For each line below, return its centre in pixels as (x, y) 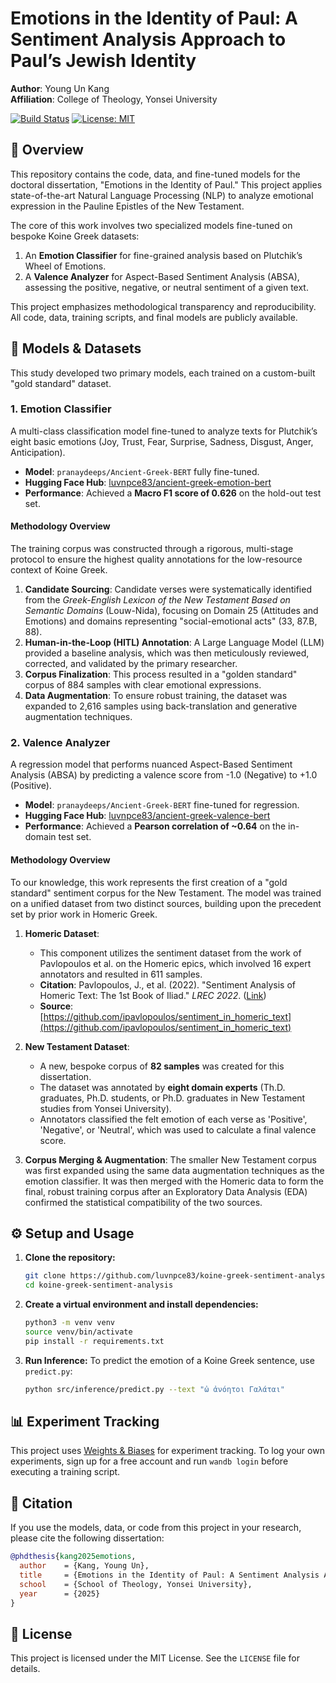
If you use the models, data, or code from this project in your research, (156, 1528)
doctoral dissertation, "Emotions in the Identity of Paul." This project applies (166, 184)
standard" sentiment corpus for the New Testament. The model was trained (166, 893)
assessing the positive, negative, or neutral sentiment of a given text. (166, 287)
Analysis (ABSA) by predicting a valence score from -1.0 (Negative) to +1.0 (164, 775)
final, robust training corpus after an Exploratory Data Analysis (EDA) (166, 1191)
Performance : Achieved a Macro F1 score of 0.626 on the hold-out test (173, 493)
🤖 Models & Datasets (76, 348)
